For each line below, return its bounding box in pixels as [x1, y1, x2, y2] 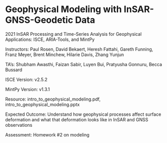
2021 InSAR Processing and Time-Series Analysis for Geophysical [5, 31, 142, 37]
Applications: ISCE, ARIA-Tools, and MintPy [5, 36, 95, 42]
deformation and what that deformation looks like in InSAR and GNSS [5, 116, 148, 122]
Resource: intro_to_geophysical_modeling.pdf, [5, 96, 101, 102]
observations [5, 122, 33, 128]
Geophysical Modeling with [5, 4, 122, 15]
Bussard [5, 67, 23, 73]
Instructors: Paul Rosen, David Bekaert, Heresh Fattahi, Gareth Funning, [5, 46, 153, 52]
